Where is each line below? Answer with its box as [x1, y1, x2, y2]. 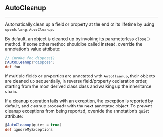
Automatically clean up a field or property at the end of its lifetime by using [5, 21, 155, 27]
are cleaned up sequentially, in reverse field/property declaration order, [5, 78, 147, 84]
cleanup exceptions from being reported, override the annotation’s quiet [5, 108, 150, 114]
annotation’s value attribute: [5, 46, 61, 52]
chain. [5, 89, 17, 94]
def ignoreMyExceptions [5, 127, 53, 132]
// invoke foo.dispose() [5, 55, 55, 60]
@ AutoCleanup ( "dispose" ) [5, 60, 55, 65]
